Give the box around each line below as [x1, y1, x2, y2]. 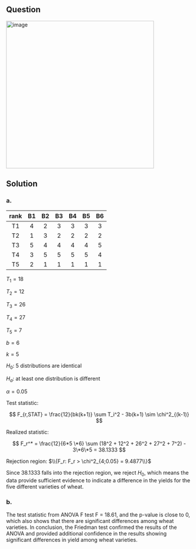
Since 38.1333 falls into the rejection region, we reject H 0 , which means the [6, 469, 189, 478]
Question [6, 5, 41, 15]
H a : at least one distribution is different [6, 375, 100, 384]
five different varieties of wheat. [6, 483, 84, 490]
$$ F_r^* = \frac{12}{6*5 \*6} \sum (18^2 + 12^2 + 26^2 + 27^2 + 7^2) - [12, 440, 186, 447]
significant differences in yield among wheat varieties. [6, 537, 138, 544]
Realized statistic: [6, 429, 49, 436]
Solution [6, 179, 38, 189]
